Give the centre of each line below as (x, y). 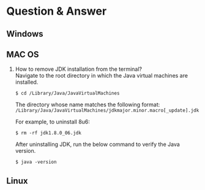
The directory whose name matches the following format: (88, 104)
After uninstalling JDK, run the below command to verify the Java (98, 144)
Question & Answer (57, 11)
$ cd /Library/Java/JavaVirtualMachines (67, 93)
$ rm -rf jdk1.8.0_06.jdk (48, 133)
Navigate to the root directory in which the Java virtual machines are (102, 76)
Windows (25, 34)
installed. (27, 82)
